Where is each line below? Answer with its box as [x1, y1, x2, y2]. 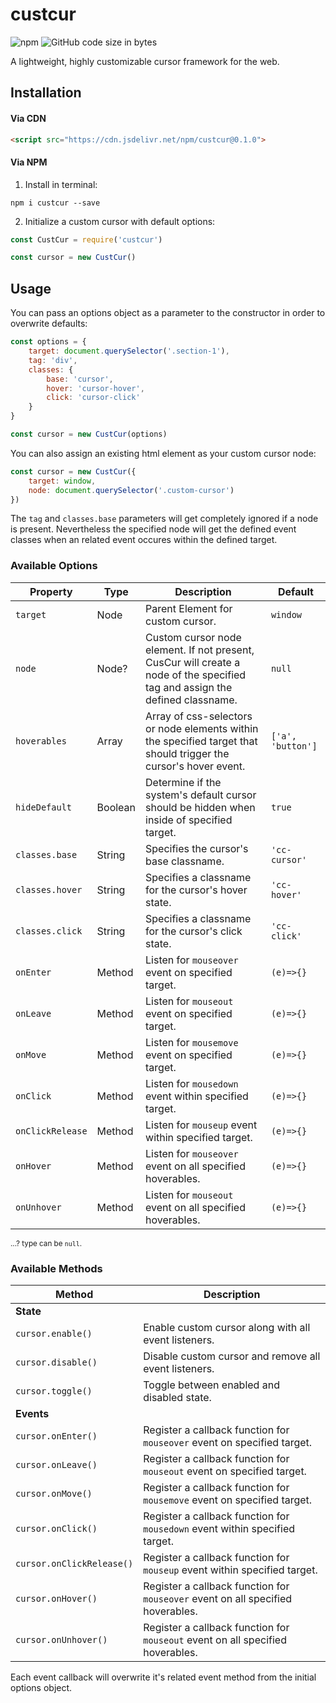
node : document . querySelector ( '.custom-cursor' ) [28, 485, 235, 495]
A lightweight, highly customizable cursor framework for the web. [10, 55, 280, 67]
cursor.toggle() [15, 1386, 93, 1397]
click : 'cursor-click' [46, 393, 141, 403]
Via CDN [10, 112, 47, 124]
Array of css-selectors [145, 709, 253, 723]
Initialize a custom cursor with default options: [24, 215, 216, 227]
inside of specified [145, 813, 233, 827]
